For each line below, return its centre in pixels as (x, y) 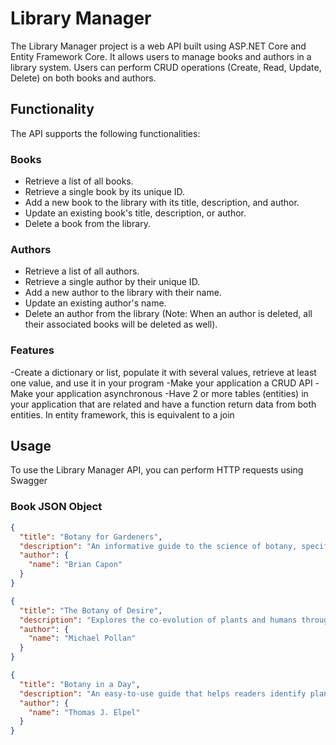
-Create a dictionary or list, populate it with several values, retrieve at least (163, 372)
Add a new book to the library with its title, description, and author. (162, 203)
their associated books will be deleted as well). (121, 324)
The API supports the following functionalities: (105, 133)
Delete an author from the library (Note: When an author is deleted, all (168, 314)
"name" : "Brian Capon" (75, 565)
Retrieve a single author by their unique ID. (112, 282)
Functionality (52, 109)
